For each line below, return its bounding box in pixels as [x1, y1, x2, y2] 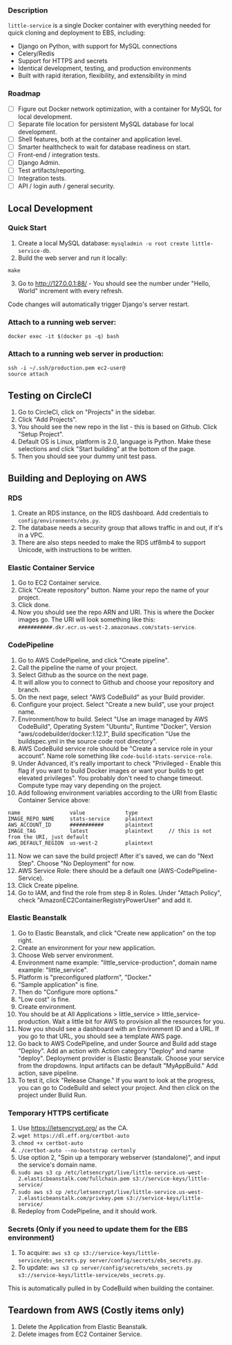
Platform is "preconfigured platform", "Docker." [17, 973, 152, 981]
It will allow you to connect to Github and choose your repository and [17, 678, 215, 686]
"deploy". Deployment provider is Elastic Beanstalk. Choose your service [17, 1054, 225, 1062]
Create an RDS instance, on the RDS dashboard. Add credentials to [17, 509, 209, 517]
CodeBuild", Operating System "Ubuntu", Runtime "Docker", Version [17, 722, 211, 730]
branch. [17, 685, 41, 694]
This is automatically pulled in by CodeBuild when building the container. [8, 1284, 215, 1292]
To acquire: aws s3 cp [17, 1249, 80, 1257]
